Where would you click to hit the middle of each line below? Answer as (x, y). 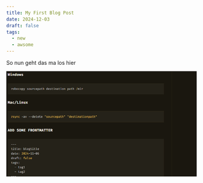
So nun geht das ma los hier (41, 63)
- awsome (23, 45)
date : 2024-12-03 (28, 19)
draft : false (23, 25)
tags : (13, 32)
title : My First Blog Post (40, 13)
